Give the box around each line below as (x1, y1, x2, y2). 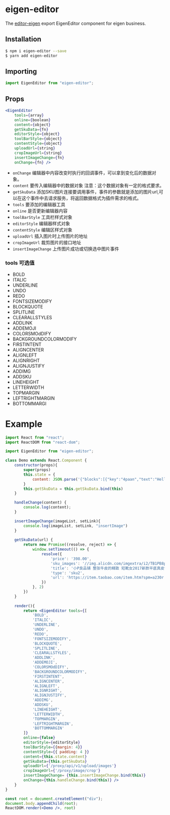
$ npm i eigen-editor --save (5, 48, 67, 54)
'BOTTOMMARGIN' (32, 726, 65, 731)
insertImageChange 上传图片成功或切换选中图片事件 (12, 246, 119, 252)
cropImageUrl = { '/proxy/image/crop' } (23, 768, 101, 773)
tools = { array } (14, 112, 44, 118)
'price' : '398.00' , (50, 556, 92, 561)
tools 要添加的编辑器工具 (12, 201, 66, 207)
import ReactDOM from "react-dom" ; (5, 440, 80, 445)
